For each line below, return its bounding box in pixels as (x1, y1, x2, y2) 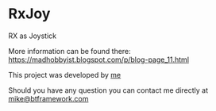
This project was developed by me (8, 70, 121, 79)
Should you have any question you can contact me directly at (8, 85, 209, 95)
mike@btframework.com (8, 94, 89, 103)
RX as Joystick (8, 31, 57, 40)
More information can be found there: (8, 46, 131, 55)
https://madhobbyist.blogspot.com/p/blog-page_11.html (8, 55, 189, 64)
